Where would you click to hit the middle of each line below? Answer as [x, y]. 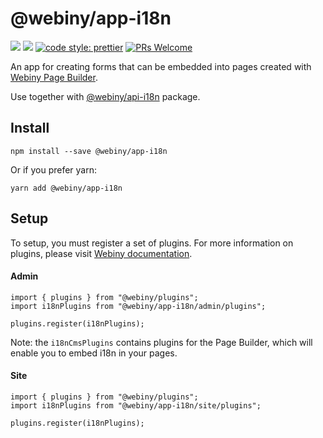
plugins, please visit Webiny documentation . [101, 253]
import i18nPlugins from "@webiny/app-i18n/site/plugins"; [136, 405]
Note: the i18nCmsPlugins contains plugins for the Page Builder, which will [161, 342]
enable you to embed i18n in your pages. [94, 353]
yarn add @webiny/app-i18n [66, 188]
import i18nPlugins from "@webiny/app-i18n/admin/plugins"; [138, 306]
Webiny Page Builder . [54, 77]
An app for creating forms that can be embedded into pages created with [161, 66]
